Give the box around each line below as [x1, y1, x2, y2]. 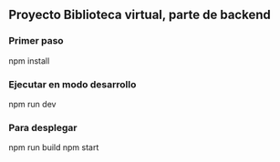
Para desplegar [8, 121, 78, 134]
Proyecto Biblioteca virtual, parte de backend [8, 7, 271, 23]
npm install [8, 55, 50, 66]
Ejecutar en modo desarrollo [8, 77, 137, 90]
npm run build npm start [8, 142, 99, 153]
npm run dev [8, 98, 57, 109]
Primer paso [8, 35, 65, 47]
